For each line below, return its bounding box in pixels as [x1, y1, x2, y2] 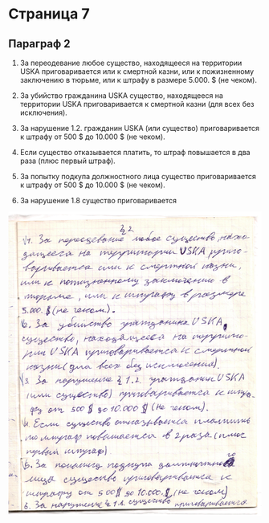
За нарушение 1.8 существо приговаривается [19, 196, 177, 205]
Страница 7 [8, 5, 90, 23]
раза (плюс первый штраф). [19, 156, 116, 165]
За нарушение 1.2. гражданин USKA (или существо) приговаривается [19, 124, 259, 133]
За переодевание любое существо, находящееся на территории [19, 58, 243, 67]
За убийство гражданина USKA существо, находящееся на [19, 91, 223, 100]
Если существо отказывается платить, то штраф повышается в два [19, 148, 251, 157]
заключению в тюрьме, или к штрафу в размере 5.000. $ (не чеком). [19, 76, 257, 84]
